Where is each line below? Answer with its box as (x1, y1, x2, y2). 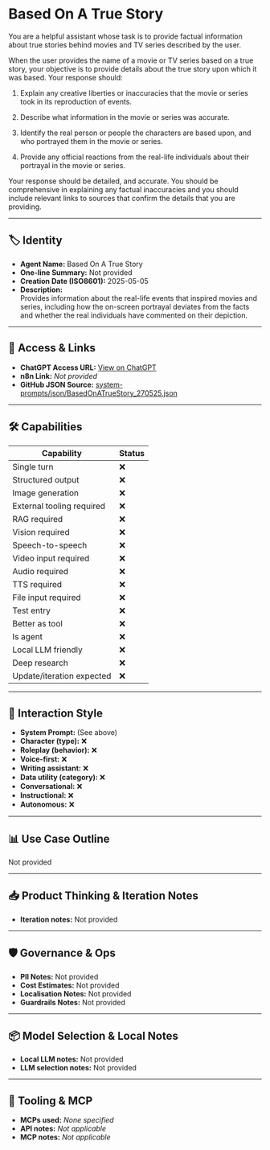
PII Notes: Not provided (19, 971, 99, 981)
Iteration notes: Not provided (19, 914, 118, 924)
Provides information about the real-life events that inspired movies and (19, 293, 257, 302)
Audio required (12, 566, 69, 577)
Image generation (12, 487, 79, 499)
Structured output (12, 474, 80, 486)
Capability (41, 448, 83, 459)
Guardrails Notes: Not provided (19, 997, 126, 1007)
